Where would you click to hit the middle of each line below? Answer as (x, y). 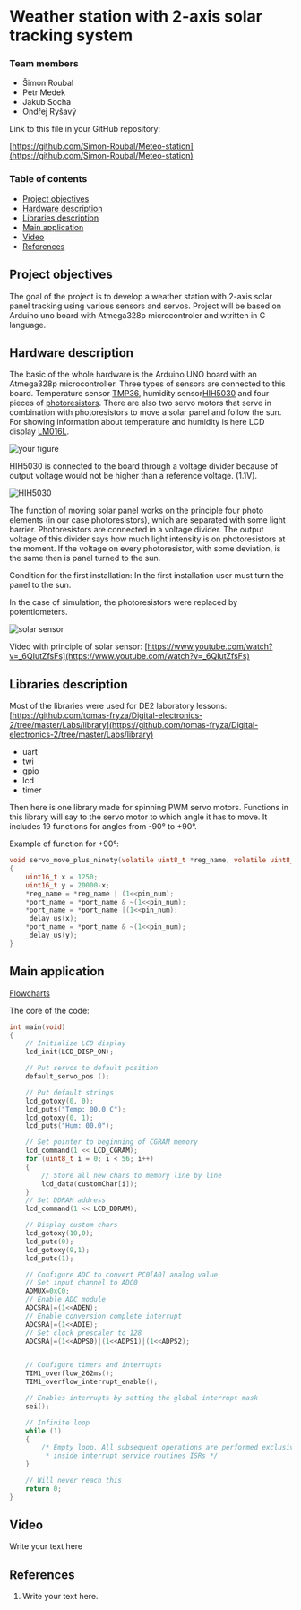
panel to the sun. (40, 585)
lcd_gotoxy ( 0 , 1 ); (60, 1118)
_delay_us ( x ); (52, 919)
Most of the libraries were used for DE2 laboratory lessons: (118, 706)
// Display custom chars (72, 1225)
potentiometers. (39, 612)
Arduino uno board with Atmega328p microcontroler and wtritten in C (138, 315)
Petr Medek (43, 92)
